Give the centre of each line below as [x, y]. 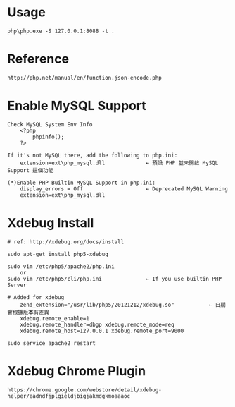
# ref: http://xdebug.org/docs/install [66, 242]
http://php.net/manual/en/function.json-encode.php [84, 78]
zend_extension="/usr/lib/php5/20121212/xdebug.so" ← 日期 [123, 305]
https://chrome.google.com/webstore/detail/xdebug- [84, 390]
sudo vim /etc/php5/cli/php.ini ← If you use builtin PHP [114, 279]
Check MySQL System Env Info [50, 124]
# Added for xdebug [36, 297]
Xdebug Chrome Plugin [77, 371]
